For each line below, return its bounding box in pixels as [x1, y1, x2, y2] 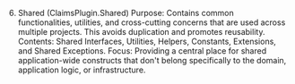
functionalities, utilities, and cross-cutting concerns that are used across [17, 17, 286, 28]
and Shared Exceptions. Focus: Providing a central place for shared [17, 46, 267, 56]
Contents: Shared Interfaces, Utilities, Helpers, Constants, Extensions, [17, 36, 276, 46]
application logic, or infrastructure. [17, 64, 146, 75]
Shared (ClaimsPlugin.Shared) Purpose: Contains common [17, 8, 235, 18]
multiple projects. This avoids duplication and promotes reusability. [17, 27, 265, 37]
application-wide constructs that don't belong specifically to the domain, [17, 55, 287, 65]
